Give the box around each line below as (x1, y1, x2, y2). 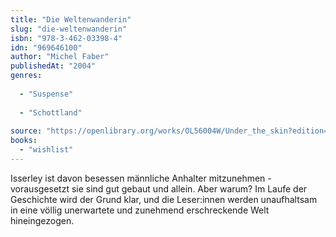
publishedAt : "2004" (10, 61, 97, 71)
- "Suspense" (19, 89, 74, 99)
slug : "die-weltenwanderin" (10, 24, 128, 34)
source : (10, 126, 43, 136)
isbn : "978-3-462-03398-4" (10, 33, 123, 43)
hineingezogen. (10, 214, 75, 226)
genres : (10, 71, 43, 81)
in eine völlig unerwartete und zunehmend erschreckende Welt (10, 204, 270, 216)
